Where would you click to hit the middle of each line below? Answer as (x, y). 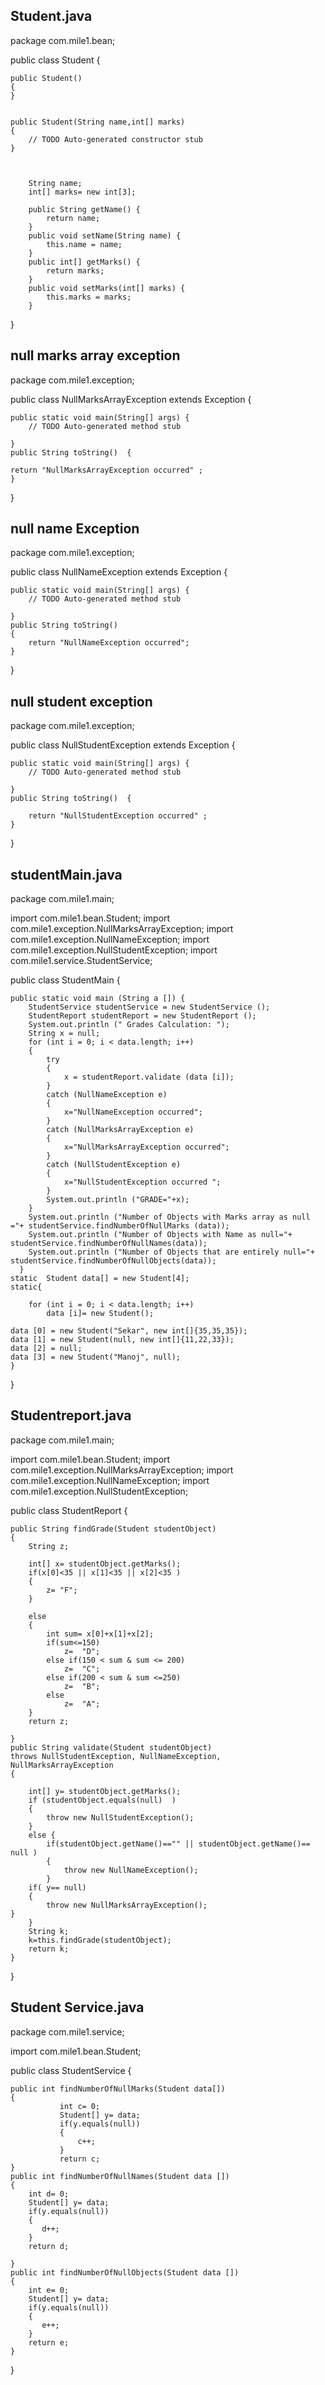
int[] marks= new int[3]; (82, 192)
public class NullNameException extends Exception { (119, 572)
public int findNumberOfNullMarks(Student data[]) (118, 2089)
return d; (49, 2246)
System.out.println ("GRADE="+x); (118, 1200)
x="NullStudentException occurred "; (142, 1182)
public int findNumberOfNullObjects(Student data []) (125, 2272)
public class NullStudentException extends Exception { (123, 745)
